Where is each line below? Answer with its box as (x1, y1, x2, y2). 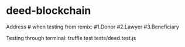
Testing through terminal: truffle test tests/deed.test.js (6, 34, 136, 41)
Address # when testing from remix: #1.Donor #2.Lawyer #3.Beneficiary (6, 23, 180, 30)
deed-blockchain (6, 4, 91, 17)
